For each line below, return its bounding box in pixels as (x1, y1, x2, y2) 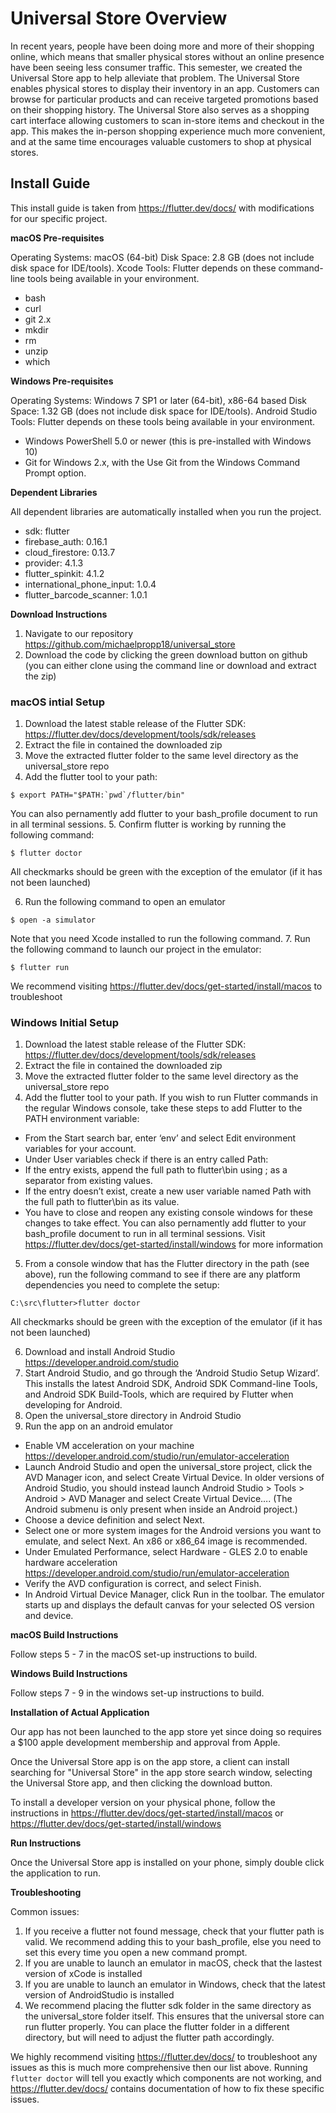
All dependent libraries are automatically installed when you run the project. (10, 505, 322, 517)
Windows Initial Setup (10, 1015, 120, 1029)
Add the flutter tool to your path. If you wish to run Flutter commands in (24, 1092, 318, 1104)
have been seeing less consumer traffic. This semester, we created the (10, 61, 303, 73)
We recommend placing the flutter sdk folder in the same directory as (24, 2000, 312, 2012)
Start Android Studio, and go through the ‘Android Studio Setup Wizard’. (24, 1367, 320, 1379)
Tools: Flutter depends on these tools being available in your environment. (10, 415, 316, 427)
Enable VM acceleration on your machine (24, 1440, 195, 1452)
